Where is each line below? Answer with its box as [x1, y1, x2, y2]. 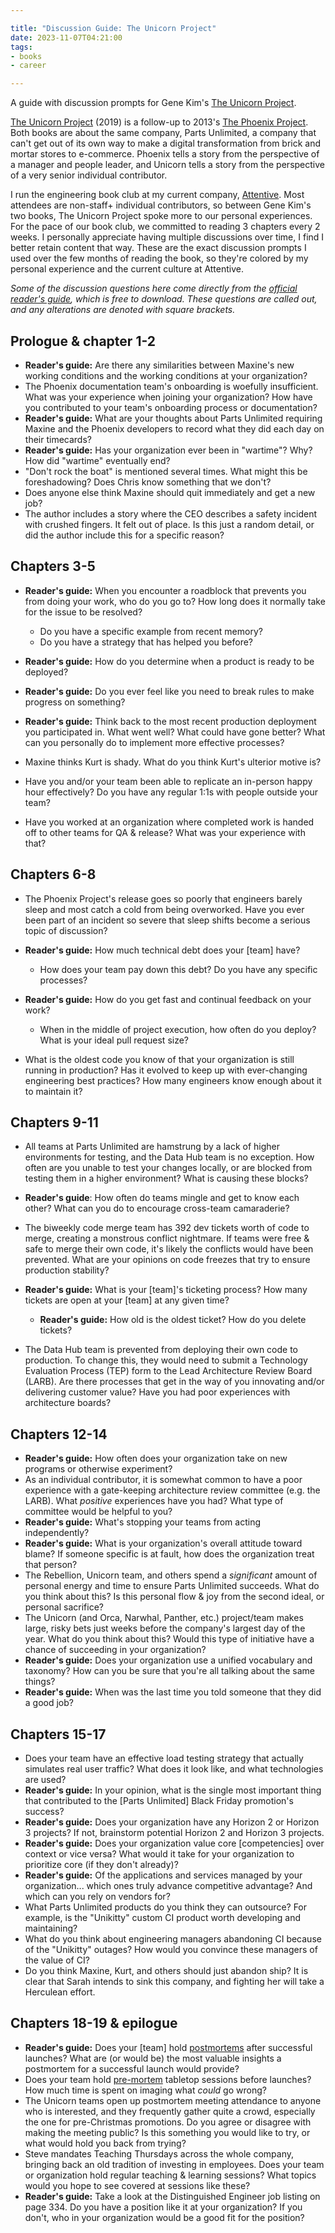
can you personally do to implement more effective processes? [24, 736, 285, 748]
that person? [24, 1559, 78, 1571]
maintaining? [24, 1922, 78, 1934]
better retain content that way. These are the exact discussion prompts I [10, 242, 307, 254]
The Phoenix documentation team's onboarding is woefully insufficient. [24, 380, 319, 392]
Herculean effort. [24, 1986, 96, 1998]
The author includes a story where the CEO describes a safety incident [24, 507, 318, 520]
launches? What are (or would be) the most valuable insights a [24, 2052, 282, 2064]
